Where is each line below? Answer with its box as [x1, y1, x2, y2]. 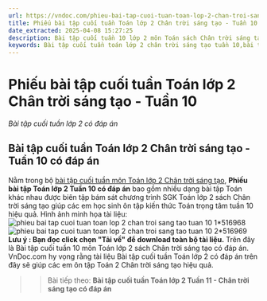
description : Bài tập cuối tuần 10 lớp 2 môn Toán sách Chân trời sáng [8, 33, 250, 42]
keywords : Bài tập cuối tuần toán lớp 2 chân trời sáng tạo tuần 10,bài [8, 41, 254, 49]
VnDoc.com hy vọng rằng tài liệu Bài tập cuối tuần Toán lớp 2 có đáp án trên [8, 252, 258, 261]
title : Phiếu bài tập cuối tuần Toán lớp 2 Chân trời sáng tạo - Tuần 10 [8, 19, 258, 27]
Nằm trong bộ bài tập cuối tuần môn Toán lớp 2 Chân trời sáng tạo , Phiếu [8, 175, 248, 185]
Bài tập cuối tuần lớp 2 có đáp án [8, 119, 118, 128]
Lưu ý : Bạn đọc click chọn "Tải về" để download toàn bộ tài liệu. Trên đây [8, 234, 256, 244]
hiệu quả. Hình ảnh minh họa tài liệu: [8, 209, 128, 219]
